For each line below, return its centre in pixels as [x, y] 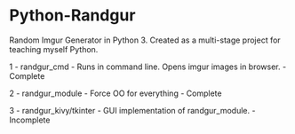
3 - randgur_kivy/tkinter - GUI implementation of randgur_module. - [132, 110]
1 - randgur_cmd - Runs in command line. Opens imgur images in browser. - [148, 67]
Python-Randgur [72, 16]
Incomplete [30, 120]
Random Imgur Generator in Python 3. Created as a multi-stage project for [145, 40]
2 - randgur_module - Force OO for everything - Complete [116, 93]
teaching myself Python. [54, 49]
